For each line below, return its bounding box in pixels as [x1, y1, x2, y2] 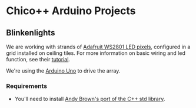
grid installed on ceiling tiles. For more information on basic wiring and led [6, 50, 185, 57]
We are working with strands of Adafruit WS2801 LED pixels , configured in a [6, 43, 191, 50]
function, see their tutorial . [6, 56, 71, 63]
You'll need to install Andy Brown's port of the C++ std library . [14, 96, 165, 103]
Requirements [6, 81, 48, 90]
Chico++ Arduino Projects [6, 4, 137, 18]
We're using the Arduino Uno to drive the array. [6, 67, 121, 74]
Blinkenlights [6, 28, 55, 38]
